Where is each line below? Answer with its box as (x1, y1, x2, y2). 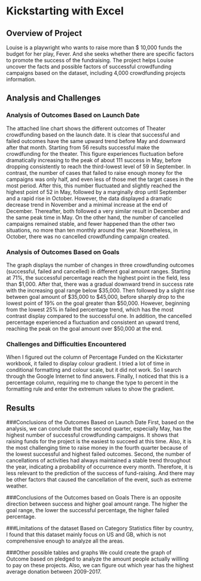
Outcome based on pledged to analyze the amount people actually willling (6, 555, 189, 562)
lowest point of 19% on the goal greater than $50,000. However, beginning (6, 299, 190, 307)
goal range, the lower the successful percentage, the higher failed (6, 507, 169, 514)
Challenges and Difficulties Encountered (6, 340, 127, 348)
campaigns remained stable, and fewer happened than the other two (6, 220, 175, 227)
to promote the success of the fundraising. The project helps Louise (6, 57, 174, 63)
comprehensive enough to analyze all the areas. (6, 537, 124, 544)
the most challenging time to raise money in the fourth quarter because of (6, 444, 188, 452)
